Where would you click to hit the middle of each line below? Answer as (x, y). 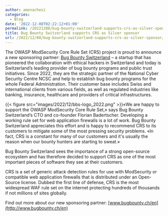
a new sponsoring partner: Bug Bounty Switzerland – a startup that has (78, 57)
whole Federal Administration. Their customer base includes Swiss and (78, 84)
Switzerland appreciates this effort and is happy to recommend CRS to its (81, 125)
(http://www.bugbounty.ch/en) (37, 208)
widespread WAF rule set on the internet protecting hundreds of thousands (82, 187)
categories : (17, 15)
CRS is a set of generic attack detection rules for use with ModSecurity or (81, 171)
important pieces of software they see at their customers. (64, 162)
